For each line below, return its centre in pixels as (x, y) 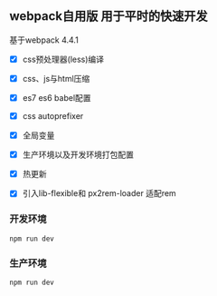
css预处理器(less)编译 (63, 59)
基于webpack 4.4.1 (44, 40)
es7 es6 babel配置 (57, 97)
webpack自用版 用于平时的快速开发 (108, 16)
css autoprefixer (53, 116)
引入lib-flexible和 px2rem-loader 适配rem (99, 193)
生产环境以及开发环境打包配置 (78, 155)
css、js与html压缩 (56, 78)
